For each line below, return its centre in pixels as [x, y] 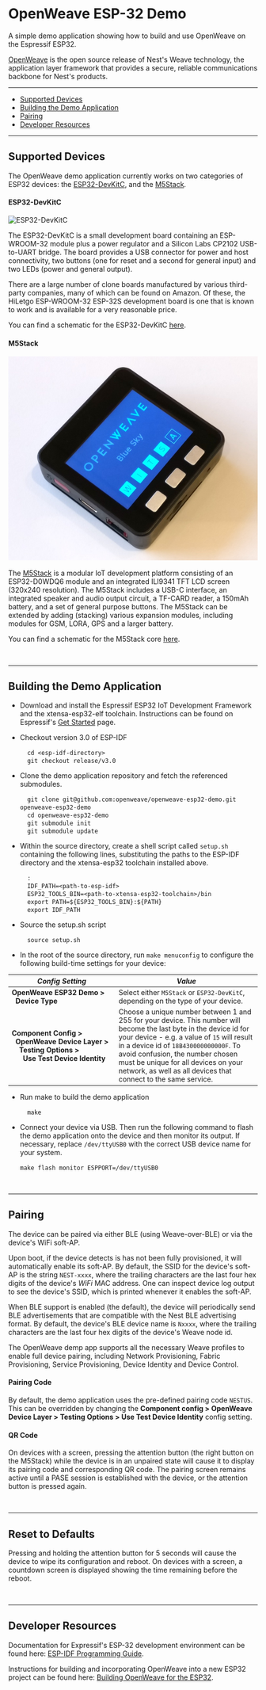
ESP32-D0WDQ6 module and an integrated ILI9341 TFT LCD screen [119, 581]
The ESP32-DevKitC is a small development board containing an [113, 235]
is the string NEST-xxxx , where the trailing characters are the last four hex [138, 1274]
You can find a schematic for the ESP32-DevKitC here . [97, 325]
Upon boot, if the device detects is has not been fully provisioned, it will [125, 1257]
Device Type [36, 1001]
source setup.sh [54, 940]
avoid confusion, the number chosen [178, 1054]
